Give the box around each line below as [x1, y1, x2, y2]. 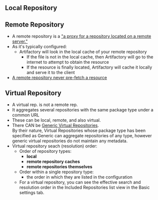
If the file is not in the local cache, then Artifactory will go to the [26, 54, 154, 60]
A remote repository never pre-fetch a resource [12, 75, 108, 81]
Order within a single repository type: [19, 169, 94, 175]
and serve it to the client [26, 70, 75, 75]
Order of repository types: [19, 148, 72, 154]
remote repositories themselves [26, 164, 93, 170]
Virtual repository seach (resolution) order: [12, 143, 98, 149]
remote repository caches [26, 159, 80, 164]
